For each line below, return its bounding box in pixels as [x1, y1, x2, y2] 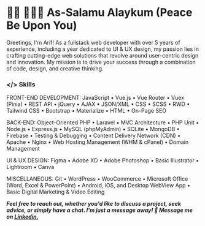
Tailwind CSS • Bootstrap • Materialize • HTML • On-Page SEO [6, 107, 167, 115]
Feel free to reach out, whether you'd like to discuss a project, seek [6, 200, 181, 208]
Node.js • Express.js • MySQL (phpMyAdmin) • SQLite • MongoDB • [6, 126, 180, 133]
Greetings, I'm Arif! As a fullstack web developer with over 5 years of [6, 39, 181, 46]
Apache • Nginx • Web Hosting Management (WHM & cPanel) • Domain [6, 138, 189, 146]
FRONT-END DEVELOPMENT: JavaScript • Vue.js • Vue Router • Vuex [6, 94, 185, 102]
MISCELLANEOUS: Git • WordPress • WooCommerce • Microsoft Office [6, 175, 188, 183]
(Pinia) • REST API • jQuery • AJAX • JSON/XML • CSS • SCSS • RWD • [6, 100, 190, 108]
